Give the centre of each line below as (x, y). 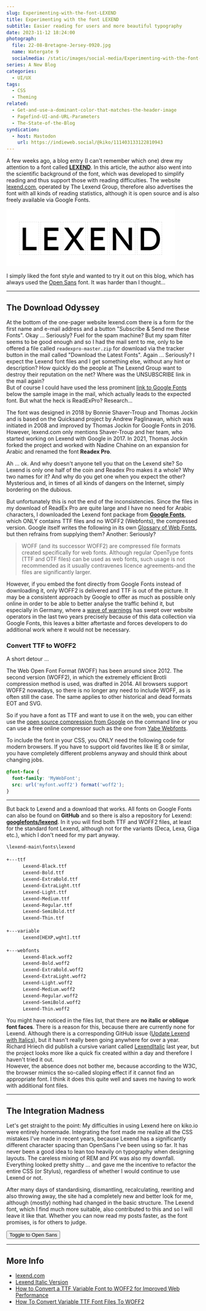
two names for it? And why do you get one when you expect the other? (96, 477)
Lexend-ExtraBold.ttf (50, 879)
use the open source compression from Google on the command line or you (102, 722)
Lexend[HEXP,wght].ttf (51, 937)
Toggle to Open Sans (33, 1235)
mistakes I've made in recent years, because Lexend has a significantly (96, 1138)
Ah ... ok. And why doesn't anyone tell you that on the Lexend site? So (94, 463)
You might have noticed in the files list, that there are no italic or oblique (97, 1021)
